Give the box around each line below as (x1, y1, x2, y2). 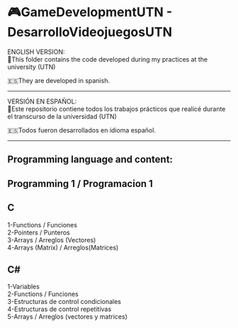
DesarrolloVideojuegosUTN (7, 24, 172, 40)
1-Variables (7, 283, 40, 291)
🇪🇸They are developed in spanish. (7, 76, 110, 84)
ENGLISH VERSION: (7, 47, 65, 56)
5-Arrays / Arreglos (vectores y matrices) (7, 312, 127, 321)
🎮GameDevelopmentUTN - (7, 4, 172, 21)
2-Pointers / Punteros (7, 228, 71, 237)
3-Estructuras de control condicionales (7, 298, 122, 306)
